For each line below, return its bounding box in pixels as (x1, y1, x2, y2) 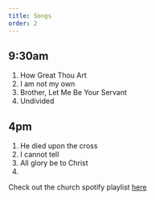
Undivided (19, 96, 55, 106)
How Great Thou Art (19, 70, 87, 81)
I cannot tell (19, 150, 59, 160)
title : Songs (8, 11, 52, 20)
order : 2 (8, 19, 38, 27)
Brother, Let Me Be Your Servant (19, 88, 127, 98)
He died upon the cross (19, 141, 98, 151)
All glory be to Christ (19, 158, 88, 168)
